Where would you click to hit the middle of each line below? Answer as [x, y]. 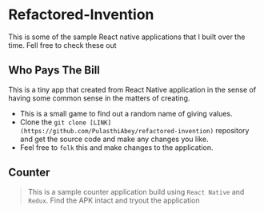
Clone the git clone [53, 122]
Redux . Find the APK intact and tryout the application [114, 200]
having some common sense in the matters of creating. [99, 98]
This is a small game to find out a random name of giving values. [126, 113]
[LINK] [100, 122]
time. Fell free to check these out [63, 45]
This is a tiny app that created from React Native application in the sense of [132, 89]
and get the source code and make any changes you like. [114, 139]
